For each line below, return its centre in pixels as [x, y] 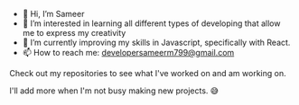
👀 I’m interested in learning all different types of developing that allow [151, 23]
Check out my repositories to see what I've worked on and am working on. [148, 73]
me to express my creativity [74, 33]
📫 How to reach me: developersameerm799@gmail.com [128, 52]
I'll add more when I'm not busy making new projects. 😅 [114, 91]
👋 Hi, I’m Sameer [53, 14]
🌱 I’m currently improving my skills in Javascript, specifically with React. [156, 42]
